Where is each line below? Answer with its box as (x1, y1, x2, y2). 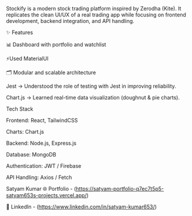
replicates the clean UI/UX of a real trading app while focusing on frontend (6, 11, 187, 18)
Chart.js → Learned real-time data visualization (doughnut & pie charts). (6, 94, 180, 101)
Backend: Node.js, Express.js (6, 139, 77, 147)
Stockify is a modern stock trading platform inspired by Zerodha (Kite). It (6, 5, 181, 12)
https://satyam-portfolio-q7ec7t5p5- (76, 185, 164, 192)
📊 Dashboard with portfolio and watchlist (6, 41, 107, 48)
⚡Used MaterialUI (6, 55, 49, 62)
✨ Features (6, 29, 33, 36)
